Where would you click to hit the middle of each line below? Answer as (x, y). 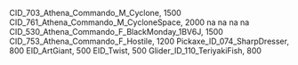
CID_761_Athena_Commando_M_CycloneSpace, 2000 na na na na (129, 22)
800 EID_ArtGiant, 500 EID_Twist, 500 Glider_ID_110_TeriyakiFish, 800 (136, 51)
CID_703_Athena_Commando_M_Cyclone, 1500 (96, 13)
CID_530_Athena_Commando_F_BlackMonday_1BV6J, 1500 (117, 32)
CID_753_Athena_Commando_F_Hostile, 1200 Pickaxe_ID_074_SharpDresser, (149, 41)
